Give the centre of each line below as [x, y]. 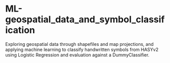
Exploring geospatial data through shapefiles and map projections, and [79, 44]
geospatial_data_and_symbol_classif [85, 19]
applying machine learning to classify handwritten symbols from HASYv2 [82, 49]
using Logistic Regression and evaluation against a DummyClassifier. [77, 55]
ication [20, 30]
